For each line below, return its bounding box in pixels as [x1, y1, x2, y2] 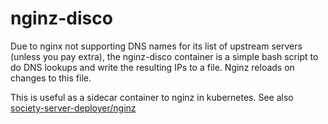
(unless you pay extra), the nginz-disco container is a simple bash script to [10, 50, 319, 62]
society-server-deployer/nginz [10, 102, 137, 114]
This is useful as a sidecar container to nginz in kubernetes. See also [10, 91, 294, 103]
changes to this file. [10, 72, 92, 84]
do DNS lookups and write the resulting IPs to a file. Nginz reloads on [10, 61, 295, 73]
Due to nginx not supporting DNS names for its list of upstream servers [10, 40, 303, 52]
